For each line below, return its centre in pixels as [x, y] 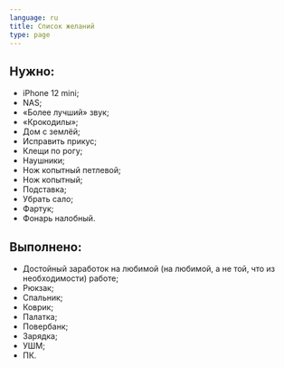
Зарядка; [40, 336]
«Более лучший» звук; [66, 112]
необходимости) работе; [71, 278]
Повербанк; [45, 326]
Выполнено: [46, 247]
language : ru [34, 18]
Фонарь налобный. [59, 218]
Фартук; [38, 208]
